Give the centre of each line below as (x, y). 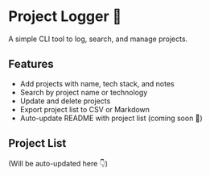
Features (31, 64)
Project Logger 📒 (65, 17)
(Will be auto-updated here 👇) (58, 163)
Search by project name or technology (84, 92)
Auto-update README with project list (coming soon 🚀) (111, 118)
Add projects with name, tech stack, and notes (97, 83)
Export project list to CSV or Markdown (85, 109)
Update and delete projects (65, 101)
